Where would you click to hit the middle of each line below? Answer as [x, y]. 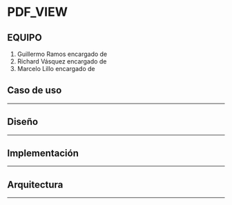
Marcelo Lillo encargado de [56, 69]
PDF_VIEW [37, 12]
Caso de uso [35, 90]
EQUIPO [25, 38]
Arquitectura [35, 185]
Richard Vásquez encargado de [62, 61]
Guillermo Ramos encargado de [62, 54]
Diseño [23, 122]
